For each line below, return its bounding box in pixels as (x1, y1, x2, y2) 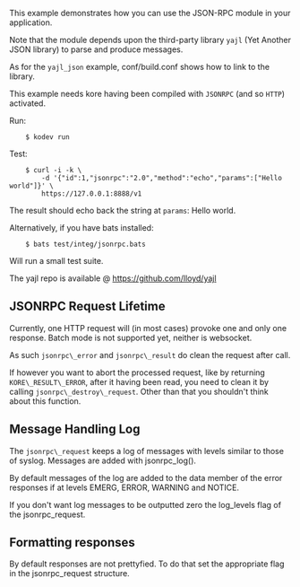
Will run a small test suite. (9, 256, 104, 266)
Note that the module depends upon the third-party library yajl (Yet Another (9, 35, 291, 45)
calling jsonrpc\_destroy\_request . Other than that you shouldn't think (9, 386, 269, 397)
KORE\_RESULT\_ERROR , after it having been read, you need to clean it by (9, 376, 270, 387)
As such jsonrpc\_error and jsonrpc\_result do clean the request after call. (9, 349, 291, 360)
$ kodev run (25, 133, 70, 142)
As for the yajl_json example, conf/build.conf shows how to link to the (9, 62, 270, 72)
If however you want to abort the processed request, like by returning (9, 367, 266, 378)
